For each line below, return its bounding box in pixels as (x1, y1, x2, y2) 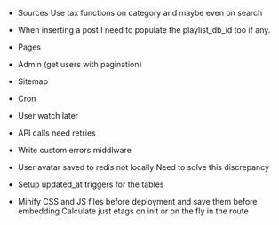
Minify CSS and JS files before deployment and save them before (17, 197, 258, 206)
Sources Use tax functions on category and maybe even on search (17, 8, 263, 18)
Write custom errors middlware (17, 145, 132, 155)
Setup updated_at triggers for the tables (17, 179, 164, 190)
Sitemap (17, 76, 49, 87)
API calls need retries (17, 128, 96, 138)
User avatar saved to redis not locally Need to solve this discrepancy (17, 162, 269, 172)
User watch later (17, 111, 79, 120)
